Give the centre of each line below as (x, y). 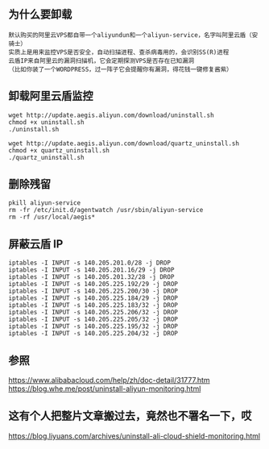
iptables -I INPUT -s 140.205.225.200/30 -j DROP (93, 291)
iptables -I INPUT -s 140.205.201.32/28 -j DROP (91, 277)
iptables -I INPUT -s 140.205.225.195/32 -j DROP (93, 326)
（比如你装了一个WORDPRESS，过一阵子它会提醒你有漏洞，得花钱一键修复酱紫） (120, 69)
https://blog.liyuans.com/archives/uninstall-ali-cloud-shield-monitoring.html (134, 436)
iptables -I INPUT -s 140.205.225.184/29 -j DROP (93, 298)
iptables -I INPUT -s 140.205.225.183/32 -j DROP (93, 306)
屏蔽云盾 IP (36, 244)
